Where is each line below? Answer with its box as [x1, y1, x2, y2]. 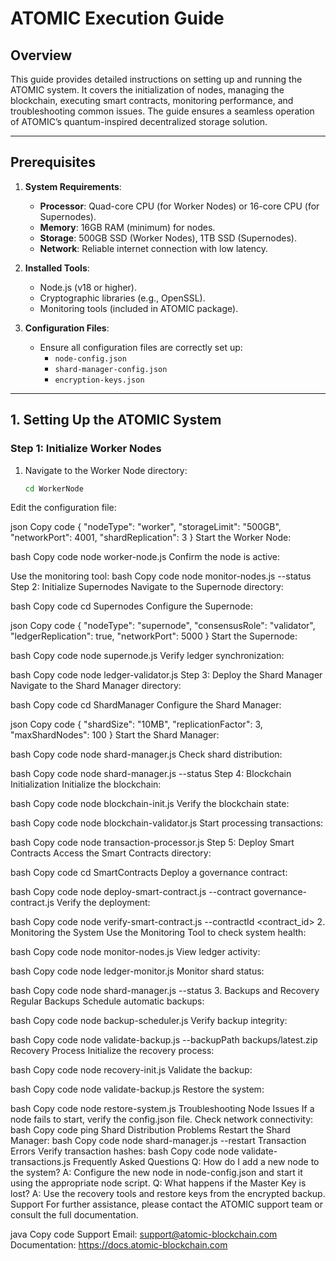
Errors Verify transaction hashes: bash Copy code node [10, 1145, 240, 1157]
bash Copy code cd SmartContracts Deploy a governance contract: [10, 867, 288, 879]
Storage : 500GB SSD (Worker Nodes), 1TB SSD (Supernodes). [39, 232, 297, 244]
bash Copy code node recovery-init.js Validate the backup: [10, 1064, 253, 1076]
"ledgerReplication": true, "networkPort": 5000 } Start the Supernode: [10, 630, 298, 642]
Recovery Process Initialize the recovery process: [10, 1045, 215, 1057]
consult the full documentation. [10, 1209, 139, 1221]
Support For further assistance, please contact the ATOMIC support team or [10, 1198, 323, 1211]
